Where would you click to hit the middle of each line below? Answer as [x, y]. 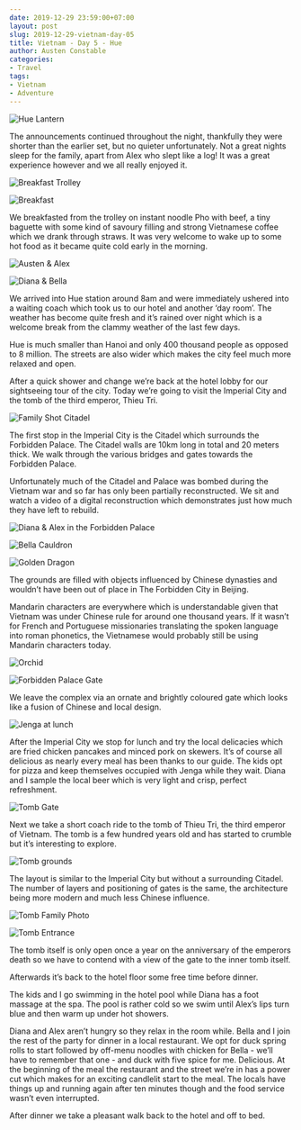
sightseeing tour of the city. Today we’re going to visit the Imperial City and [148, 390]
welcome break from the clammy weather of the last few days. [125, 327]
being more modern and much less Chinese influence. [110, 898]
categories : [31, 59]
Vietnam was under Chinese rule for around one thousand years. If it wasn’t [149, 616]
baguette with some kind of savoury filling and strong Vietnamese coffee [144, 227]
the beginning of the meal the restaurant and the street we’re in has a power [150, 1069]
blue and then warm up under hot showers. [89, 1013]
